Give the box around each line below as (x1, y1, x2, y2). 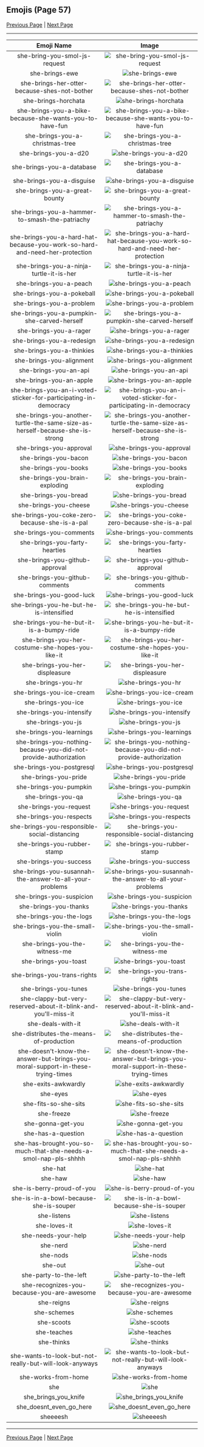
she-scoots (37, 1318, 71, 1326)
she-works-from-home (19, 1373, 89, 1381)
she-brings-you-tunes (20, 984, 88, 992)
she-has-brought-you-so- (14, 1139, 95, 1147)
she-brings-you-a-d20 (19, 149, 89, 157)
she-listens (37, 1211, 71, 1220)
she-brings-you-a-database (12, 163, 97, 171)
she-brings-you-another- (15, 411, 93, 419)
